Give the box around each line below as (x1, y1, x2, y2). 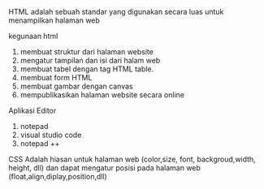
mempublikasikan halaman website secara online (19, 90, 185, 100)
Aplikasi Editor (8, 105, 57, 115)
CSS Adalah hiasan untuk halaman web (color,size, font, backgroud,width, (8, 154, 256, 164)
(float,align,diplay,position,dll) (8, 172, 107, 181)
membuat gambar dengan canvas (19, 81, 133, 91)
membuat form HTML (19, 73, 93, 82)
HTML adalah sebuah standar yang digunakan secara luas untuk (8, 7, 224, 16)
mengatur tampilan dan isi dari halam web (19, 56, 161, 65)
